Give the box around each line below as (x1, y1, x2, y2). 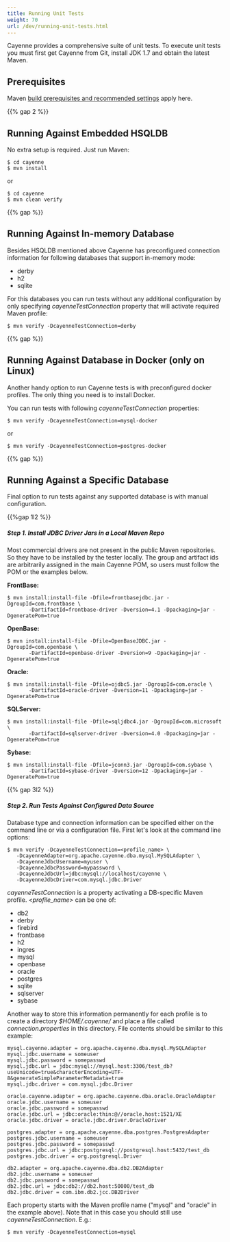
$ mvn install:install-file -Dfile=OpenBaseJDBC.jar (7, 638, 161, 645)
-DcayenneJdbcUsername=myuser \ (16, 859, 109, 865)
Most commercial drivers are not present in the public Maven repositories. (7, 546, 216, 554)
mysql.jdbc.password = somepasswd (7, 1057, 106, 1064)
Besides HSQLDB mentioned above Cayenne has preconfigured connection (7, 246, 220, 254)
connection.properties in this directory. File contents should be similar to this (7, 1025, 223, 1033)
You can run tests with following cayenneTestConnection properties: (7, 404, 200, 412)
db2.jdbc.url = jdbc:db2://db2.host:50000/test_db (7, 1183, 155, 1190)
